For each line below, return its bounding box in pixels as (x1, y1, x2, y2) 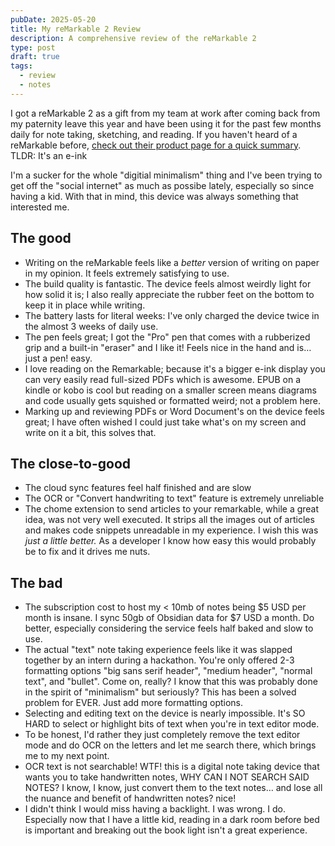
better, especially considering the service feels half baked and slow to (24, 622, 314, 635)
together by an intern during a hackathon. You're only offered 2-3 (24, 654, 295, 666)
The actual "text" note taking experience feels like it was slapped (24, 644, 293, 656)
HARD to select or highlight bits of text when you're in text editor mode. (24, 718, 320, 730)
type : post (10, 42, 56, 53)
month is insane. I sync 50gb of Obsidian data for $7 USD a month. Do (24, 612, 315, 624)
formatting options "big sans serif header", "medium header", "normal (24, 665, 313, 677)
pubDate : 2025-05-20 (10, 14, 97, 25)
